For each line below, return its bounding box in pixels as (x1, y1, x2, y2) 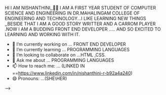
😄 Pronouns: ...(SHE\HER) (12, 75, 67, 81)
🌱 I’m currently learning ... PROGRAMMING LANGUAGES (12, 47, 130, 52)
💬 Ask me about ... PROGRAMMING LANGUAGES (12, 57, 114, 63)
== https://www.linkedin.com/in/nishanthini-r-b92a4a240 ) (12, 70, 133, 76)
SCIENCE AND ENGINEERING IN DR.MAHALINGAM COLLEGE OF (5, 10, 140, 16)
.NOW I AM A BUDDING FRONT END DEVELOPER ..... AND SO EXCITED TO (5, 26, 161, 32)
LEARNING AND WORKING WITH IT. (5, 32, 80, 37)
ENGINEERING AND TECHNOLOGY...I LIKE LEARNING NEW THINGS (5, 16, 146, 21)
